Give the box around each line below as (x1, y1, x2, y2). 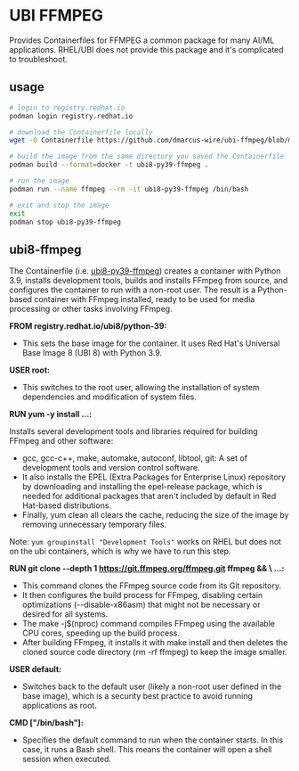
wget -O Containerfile (9, 135, 93, 145)
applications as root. (21, 701, 98, 711)
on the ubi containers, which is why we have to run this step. (9, 545, 231, 557)
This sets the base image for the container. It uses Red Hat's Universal (21, 338, 280, 349)
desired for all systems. (21, 609, 109, 619)
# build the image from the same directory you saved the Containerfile (9, 152, 285, 161)
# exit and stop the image (9, 201, 109, 209)
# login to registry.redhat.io (9, 103, 125, 112)
